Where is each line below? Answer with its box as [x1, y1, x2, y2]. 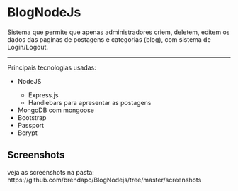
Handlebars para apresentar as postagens [28, 98, 152, 107]
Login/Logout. [7, 43, 48, 51]
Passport [17, 121, 45, 129]
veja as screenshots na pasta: [7, 168, 94, 176]
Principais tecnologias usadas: [7, 63, 97, 72]
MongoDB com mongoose [17, 106, 94, 114]
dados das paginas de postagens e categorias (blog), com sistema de [7, 35, 211, 43]
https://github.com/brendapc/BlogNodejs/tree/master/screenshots [7, 175, 202, 184]
